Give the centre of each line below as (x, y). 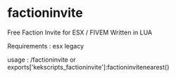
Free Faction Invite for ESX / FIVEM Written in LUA (80, 32)
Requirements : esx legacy (46, 46)
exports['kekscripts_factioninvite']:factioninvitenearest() (88, 67)
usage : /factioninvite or (42, 59)
